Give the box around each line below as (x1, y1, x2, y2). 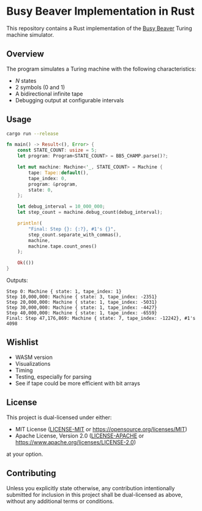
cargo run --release (6, 131, 59, 137)
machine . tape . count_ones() (28, 243, 97, 249)
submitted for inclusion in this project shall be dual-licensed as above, (6, 491, 183, 498)
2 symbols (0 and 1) (15, 83, 65, 91)
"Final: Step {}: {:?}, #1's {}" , (28, 225, 116, 232)
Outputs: (6, 277, 29, 284)
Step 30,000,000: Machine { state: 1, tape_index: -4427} (6, 305, 157, 311)
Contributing (6, 468, 56, 479)
